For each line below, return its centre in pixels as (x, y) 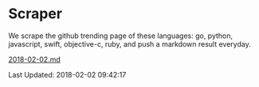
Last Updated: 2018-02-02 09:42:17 (67, 74)
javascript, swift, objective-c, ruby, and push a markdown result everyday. (129, 43)
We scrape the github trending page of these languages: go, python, (121, 36)
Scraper (35, 14)
